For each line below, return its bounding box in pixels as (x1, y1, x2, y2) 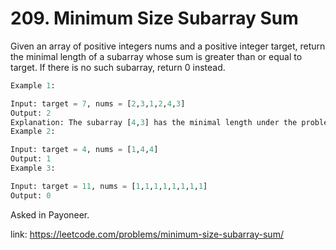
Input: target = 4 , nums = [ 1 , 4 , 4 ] (10, 145, 159, 155)
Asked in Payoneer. (10, 208, 90, 221)
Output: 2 (10, 108, 52, 118)
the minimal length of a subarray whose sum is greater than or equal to (10, 50, 303, 62)
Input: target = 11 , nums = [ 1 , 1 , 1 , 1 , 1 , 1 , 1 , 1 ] (10, 181, 208, 191)
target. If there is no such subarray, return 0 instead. (10, 61, 226, 73)
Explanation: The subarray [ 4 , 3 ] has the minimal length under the (10, 117, 298, 127)
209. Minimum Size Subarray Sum (10, 7, 299, 30)
